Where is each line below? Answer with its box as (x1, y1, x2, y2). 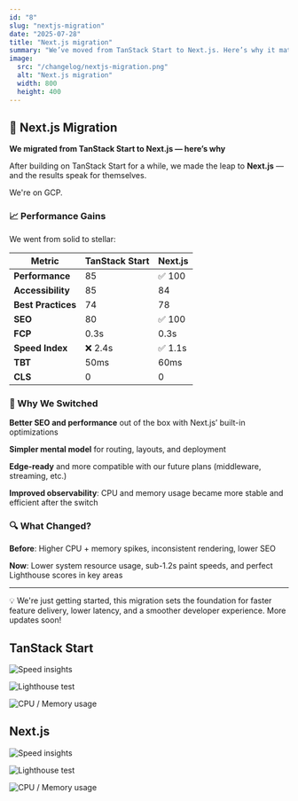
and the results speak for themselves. (9, 170, 147, 181)
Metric (30, 255, 59, 267)
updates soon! (9, 615, 62, 625)
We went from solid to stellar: (9, 233, 116, 244)
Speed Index (13, 342, 68, 354)
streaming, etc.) (9, 470, 67, 481)
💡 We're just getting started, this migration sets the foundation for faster (9, 595, 272, 606)
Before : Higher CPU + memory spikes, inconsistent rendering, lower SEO (9, 543, 277, 554)
